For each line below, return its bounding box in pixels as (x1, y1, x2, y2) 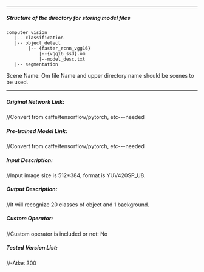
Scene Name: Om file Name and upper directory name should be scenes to (6, 72, 194, 79)
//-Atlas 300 (6, 259, 36, 267)
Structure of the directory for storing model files (6, 14, 131, 21)
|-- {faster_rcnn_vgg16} (28, 45, 91, 52)
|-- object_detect (14, 40, 61, 46)
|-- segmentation (14, 61, 59, 67)
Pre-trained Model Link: (6, 127, 68, 134)
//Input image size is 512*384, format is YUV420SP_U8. (6, 171, 146, 179)
